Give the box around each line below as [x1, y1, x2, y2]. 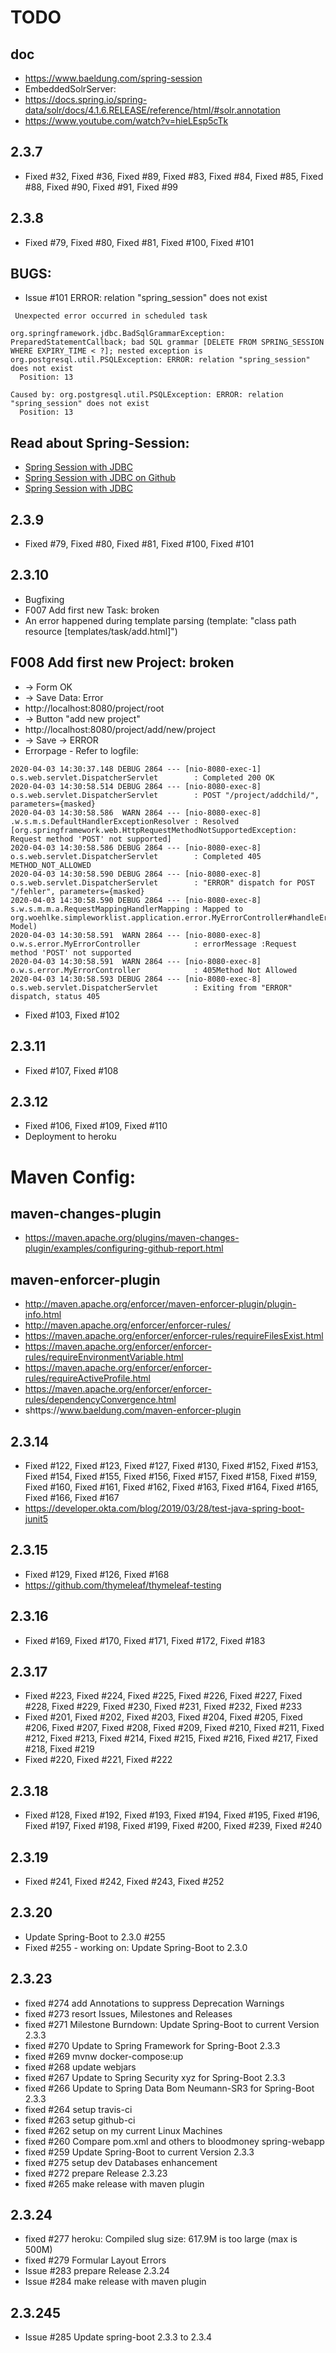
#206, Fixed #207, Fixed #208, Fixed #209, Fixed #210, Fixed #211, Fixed [24, 1722, 325, 1734]
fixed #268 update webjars [24, 2061, 137, 2073]
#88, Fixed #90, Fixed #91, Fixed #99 [24, 181, 179, 193]
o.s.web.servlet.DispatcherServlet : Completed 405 [10, 851, 262, 861]
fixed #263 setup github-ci [24, 2114, 136, 2126]
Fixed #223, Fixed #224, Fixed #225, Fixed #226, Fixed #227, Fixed [24, 1690, 303, 1702]
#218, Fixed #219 [24, 1743, 95, 1755]
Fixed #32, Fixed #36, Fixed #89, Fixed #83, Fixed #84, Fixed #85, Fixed [24, 170, 324, 182]
